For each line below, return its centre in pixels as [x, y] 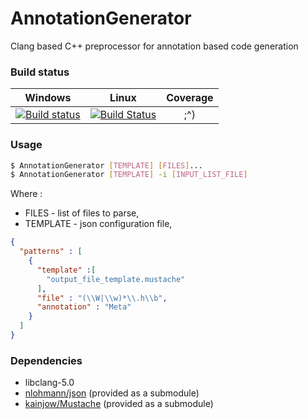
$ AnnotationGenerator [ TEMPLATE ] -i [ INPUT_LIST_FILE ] [129, 175]
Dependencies [46, 360]
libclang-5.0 [49, 383]
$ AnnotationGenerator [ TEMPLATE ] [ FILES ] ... [106, 165]
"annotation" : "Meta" [84, 307]
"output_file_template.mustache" [116, 279]
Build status [40, 72]
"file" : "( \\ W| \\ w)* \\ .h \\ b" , [102, 298]
